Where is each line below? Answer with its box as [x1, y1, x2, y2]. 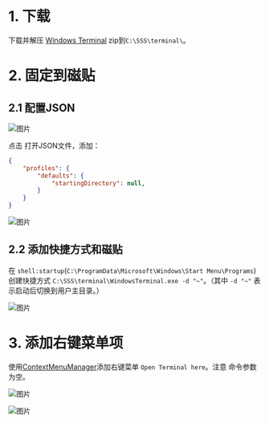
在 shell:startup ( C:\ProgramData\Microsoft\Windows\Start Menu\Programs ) [8, 266, 257, 275]
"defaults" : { [37, 172, 84, 180]
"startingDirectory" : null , [51, 179, 146, 187]
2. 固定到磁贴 [8, 67, 96, 85]
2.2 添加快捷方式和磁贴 [8, 242, 123, 257]
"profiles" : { [22, 164, 70, 173]
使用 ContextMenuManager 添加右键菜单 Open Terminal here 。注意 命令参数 [8, 362, 257, 372]
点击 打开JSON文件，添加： [8, 140, 100, 150]
